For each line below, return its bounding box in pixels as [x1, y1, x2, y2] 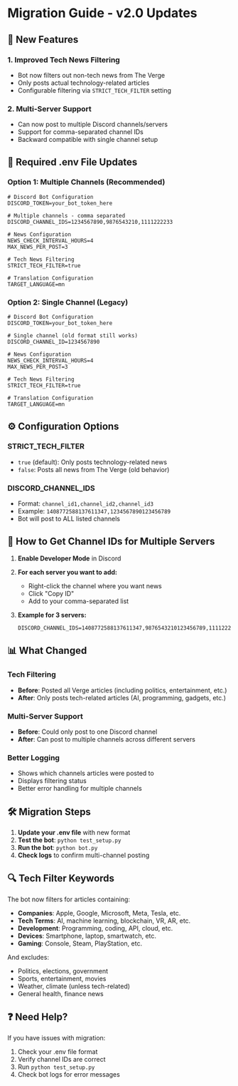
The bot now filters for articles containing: [7, 895, 130, 903]
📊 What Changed [7, 645, 87, 657]
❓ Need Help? [7, 1011, 68, 1023]
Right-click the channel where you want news [28, 581, 162, 590]
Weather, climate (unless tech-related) [17, 982, 130, 990]
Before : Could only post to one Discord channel [17, 727, 158, 736]
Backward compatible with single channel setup [17, 135, 158, 144]
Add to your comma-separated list [28, 597, 129, 605]
